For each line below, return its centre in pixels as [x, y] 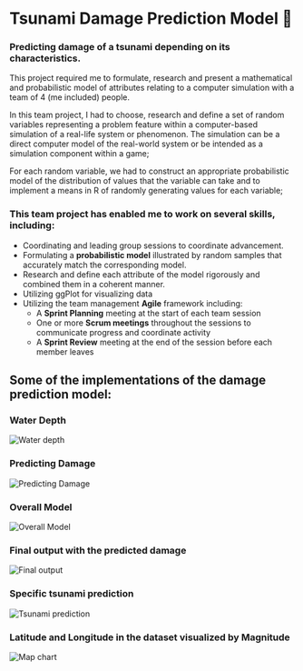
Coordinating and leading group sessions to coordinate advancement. [153, 245]
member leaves [65, 351]
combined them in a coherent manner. [94, 284]
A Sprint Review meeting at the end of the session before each [154, 342]
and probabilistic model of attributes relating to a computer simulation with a [152, 88]
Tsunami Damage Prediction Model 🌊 [151, 19]
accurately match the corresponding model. [104, 265]
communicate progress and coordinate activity [123, 332]
